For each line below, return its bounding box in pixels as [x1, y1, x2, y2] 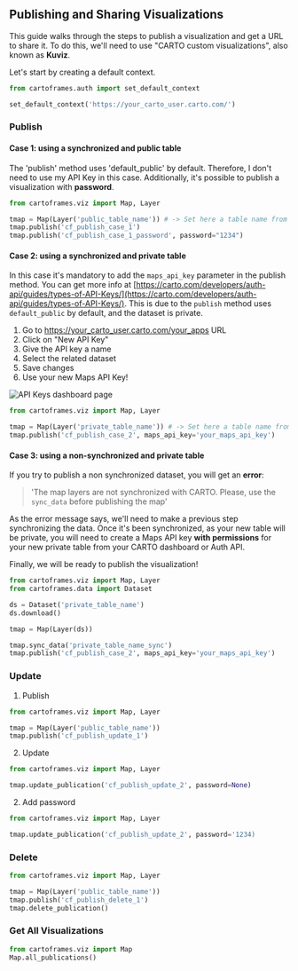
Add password [21, 797, 76, 808]
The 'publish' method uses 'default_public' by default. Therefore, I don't [9, 162, 272, 173]
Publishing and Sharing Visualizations [9, 7, 224, 22]
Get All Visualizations [9, 925, 104, 937]
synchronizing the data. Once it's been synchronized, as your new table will [9, 523, 286, 533]
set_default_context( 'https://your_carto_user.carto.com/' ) [9, 99, 237, 109]
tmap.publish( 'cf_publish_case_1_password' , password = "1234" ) [9, 231, 244, 241]
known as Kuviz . [9, 49, 71, 60]
